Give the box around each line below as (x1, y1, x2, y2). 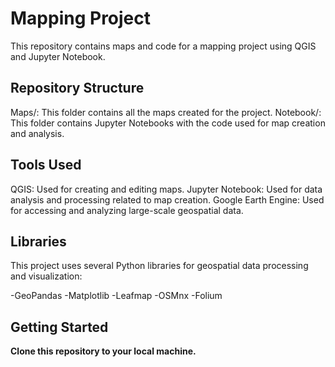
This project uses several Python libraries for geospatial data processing (10, 260, 309, 272)
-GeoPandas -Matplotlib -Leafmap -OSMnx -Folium (10, 290, 223, 302)
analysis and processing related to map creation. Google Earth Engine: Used (10, 193, 325, 206)
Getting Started (10, 318, 109, 336)
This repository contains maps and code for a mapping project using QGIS (10, 40, 317, 52)
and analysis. (10, 127, 65, 139)
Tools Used (10, 157, 82, 174)
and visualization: (10, 270, 83, 282)
